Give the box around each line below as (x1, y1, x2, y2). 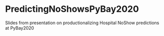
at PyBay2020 (5, 25, 34, 31)
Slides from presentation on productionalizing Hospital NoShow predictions (5, 20, 160, 26)
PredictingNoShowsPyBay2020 (5, 3, 139, 15)
